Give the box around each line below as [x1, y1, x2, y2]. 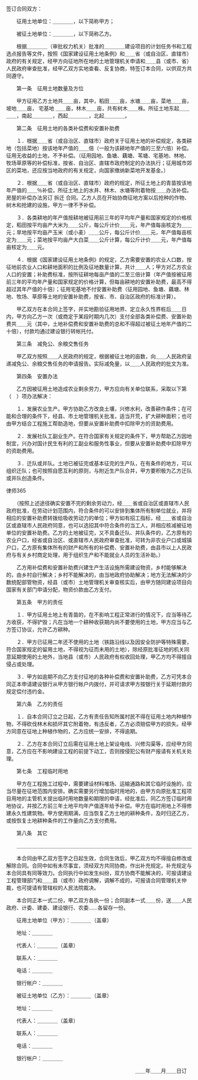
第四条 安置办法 [16, 373, 58, 380]
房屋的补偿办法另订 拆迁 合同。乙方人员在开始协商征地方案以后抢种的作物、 [6, 194, 190, 201]
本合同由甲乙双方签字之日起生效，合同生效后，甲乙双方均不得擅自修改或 [16, 855, 192, 862]
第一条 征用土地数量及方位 [16, 85, 84, 92]
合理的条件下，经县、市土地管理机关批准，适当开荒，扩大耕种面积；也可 [16, 413, 192, 419]
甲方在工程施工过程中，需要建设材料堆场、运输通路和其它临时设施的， [16, 780, 187, 787]
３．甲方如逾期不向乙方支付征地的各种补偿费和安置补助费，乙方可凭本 [16, 673, 187, 680]
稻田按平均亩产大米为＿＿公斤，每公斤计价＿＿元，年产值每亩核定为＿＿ [16, 221, 192, 229]
